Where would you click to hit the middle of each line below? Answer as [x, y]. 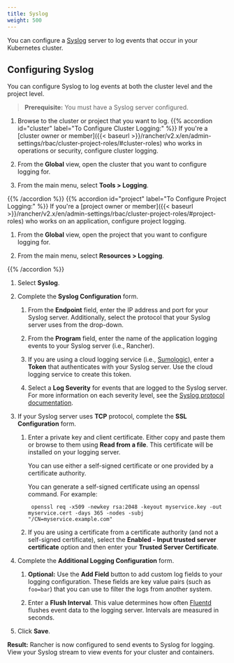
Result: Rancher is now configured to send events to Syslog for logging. [111, 645]
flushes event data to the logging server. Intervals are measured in [123, 610]
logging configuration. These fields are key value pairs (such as [119, 582]
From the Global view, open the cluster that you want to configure [112, 165]
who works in [183, 144]
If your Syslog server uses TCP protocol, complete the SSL [102, 417]
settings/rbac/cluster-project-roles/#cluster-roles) [89, 144]
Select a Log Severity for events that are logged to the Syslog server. [127, 388]
